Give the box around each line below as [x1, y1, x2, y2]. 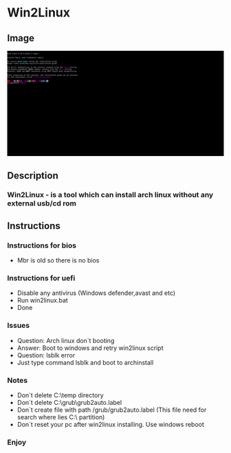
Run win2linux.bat [16, 296, 69, 305]
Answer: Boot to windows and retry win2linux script [16, 344, 164, 352]
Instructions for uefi [7, 274, 76, 283]
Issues [7, 321, 30, 331]
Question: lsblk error [16, 351, 76, 359]
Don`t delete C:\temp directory [16, 391, 104, 399]
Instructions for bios [7, 241, 77, 250]
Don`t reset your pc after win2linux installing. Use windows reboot [16, 421, 205, 428]
